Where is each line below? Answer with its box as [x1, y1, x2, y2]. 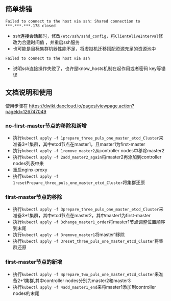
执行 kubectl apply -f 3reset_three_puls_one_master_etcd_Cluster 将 [12, 238, 159, 244]
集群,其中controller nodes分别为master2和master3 [25, 277, 131, 284]
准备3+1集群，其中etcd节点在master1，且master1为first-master [12, 141, 145, 147]
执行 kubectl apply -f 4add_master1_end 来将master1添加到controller [12, 284, 157, 290]
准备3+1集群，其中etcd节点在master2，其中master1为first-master [12, 213, 151, 219]
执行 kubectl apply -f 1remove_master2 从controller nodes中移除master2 [12, 147, 165, 153]
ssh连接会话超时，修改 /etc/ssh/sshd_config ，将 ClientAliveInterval [12, 33, 159, 39]
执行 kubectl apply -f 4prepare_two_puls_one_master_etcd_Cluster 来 [12, 271, 159, 277]
